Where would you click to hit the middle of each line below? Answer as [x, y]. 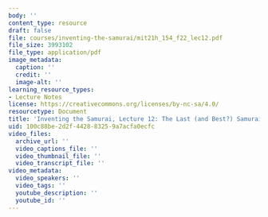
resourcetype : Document [48, 112]
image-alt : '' [39, 82]
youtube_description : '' [57, 193]
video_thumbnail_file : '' [59, 156]
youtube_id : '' [41, 200]
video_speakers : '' [48, 178]
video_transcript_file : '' [60, 164]
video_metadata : [35, 171]
